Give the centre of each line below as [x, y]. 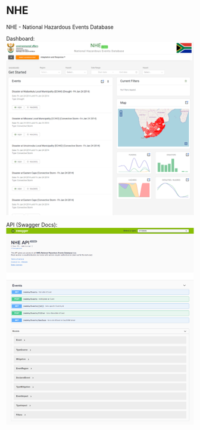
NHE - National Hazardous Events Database [60, 27]
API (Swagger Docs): [32, 225]
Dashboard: [21, 38]
